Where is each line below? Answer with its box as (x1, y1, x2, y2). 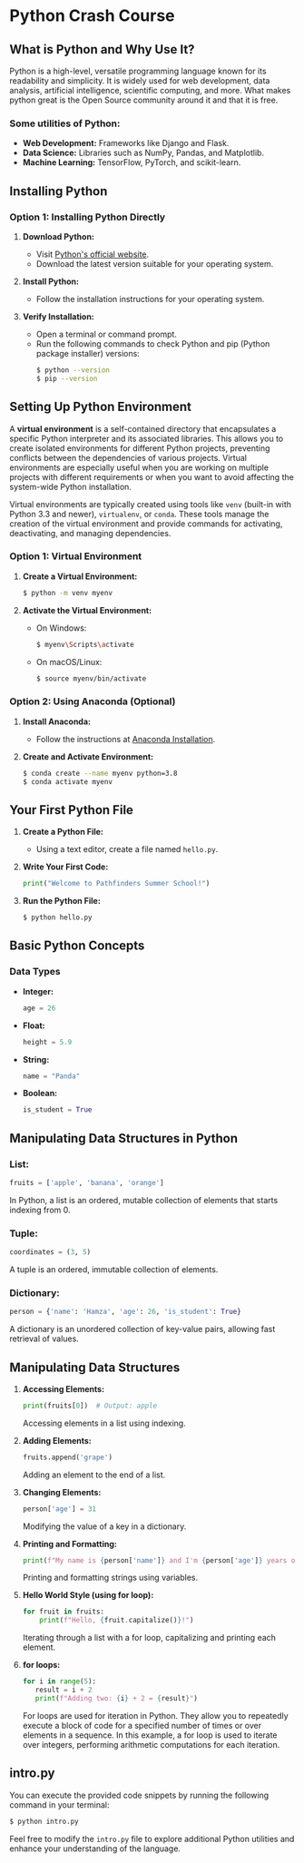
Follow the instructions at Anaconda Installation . (35, 733, 216, 744)
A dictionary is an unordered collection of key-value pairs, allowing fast (9, 1324, 276, 1335)
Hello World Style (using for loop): (22, 1590, 154, 1601)
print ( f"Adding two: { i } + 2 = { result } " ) (34, 1693, 198, 1702)
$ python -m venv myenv (22, 588, 113, 597)
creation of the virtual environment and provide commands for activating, (9, 518, 283, 529)
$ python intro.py (9, 1817, 79, 1826)
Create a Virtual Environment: (22, 571, 138, 582)
